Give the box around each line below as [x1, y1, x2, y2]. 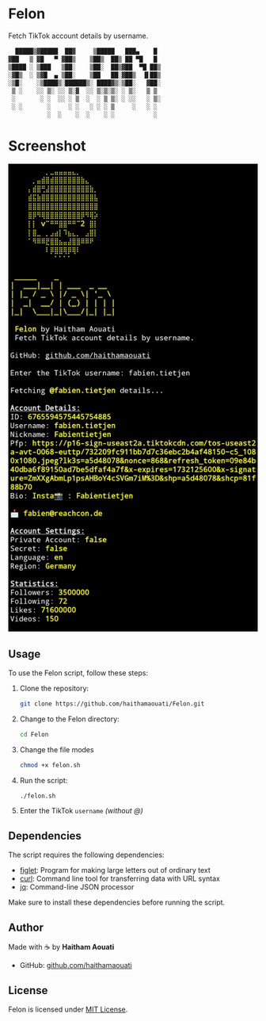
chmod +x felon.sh [19, 761, 81, 769]
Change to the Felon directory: [19, 714, 120, 724]
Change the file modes [19, 744, 94, 754]
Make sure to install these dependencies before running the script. [8, 897, 226, 908]
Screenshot [8, 137, 86, 155]
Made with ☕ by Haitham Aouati [8, 943, 115, 952]
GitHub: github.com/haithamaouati [19, 961, 132, 970]
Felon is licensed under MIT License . [8, 1004, 128, 1014]
